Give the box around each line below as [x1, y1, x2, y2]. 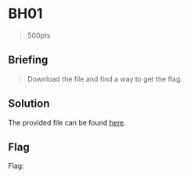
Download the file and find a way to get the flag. [27, 74, 182, 83]
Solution [8, 97, 50, 111]
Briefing [8, 53, 48, 67]
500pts [27, 31, 51, 40]
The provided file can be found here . [8, 118, 127, 127]
